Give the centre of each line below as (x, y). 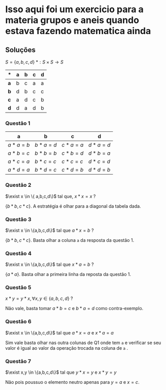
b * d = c (46, 170)
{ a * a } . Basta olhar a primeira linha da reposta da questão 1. (68, 274)
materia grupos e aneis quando (72, 20)
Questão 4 (19, 253)
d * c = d (99, 161)
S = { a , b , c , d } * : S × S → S (34, 62)
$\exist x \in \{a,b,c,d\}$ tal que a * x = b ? (49, 230)
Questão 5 (18, 288)
